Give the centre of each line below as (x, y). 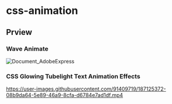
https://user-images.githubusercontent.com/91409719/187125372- (86, 89)
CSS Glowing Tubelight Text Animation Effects (73, 76)
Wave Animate (27, 49)
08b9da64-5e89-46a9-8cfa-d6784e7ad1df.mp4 (65, 95)
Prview (19, 32)
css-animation (42, 11)
